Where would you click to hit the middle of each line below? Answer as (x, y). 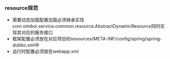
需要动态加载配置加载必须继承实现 (48, 20)
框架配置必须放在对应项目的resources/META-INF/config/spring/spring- (87, 39)
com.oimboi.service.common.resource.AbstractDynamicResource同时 (86, 26)
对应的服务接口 (37, 33)
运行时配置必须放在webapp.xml (45, 51)
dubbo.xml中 (26, 45)
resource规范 (22, 8)
